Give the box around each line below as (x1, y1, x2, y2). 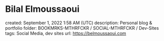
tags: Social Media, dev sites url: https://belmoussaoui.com (5, 30, 127, 36)
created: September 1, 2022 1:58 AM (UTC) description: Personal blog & (5, 20, 153, 26)
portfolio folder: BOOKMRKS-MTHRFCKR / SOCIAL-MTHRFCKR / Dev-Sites (5, 25, 159, 31)
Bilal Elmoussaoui (5, 3, 80, 15)
